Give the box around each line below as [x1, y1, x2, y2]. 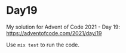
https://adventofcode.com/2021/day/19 [6, 29, 102, 36]
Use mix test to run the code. [6, 41, 79, 48]
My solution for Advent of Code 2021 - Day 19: [6, 23, 121, 30]
